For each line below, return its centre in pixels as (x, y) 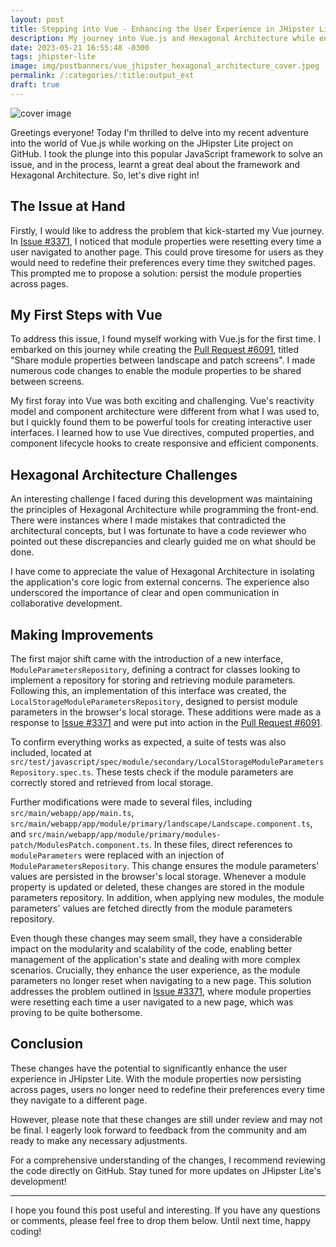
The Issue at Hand (68, 206)
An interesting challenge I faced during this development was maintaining (161, 499)
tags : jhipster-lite (53, 57)
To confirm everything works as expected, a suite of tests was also (148, 742)
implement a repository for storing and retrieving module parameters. (153, 680)
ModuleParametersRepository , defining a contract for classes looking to (155, 669)
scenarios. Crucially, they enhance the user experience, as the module (155, 970)
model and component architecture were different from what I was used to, (165, 412)
